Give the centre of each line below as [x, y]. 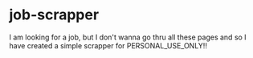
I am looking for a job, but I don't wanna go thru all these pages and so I [128, 37]
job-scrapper [54, 15]
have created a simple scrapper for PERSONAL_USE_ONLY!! [108, 45]
